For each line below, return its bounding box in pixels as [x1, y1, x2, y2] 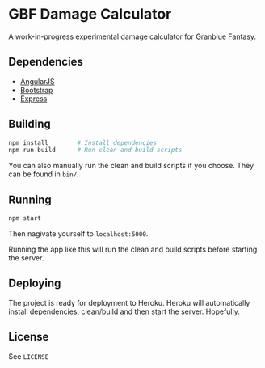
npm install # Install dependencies [8, 138, 158, 146]
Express [19, 94, 48, 104]
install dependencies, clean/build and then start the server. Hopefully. [8, 307, 240, 316]
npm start [8, 214, 42, 222]
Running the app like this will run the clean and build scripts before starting [8, 244, 258, 254]
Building [8, 117, 51, 131]
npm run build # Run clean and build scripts [8, 146, 183, 154]
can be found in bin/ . [8, 169, 79, 179]
